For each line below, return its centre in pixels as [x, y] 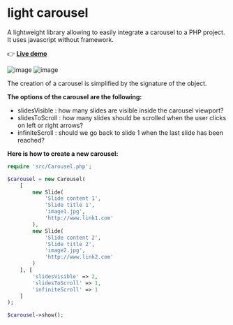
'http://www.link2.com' [79, 257]
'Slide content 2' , [73, 238]
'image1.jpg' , [65, 212]
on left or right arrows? [50, 125]
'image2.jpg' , [65, 251]
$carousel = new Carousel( [46, 179]
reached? [31, 140]
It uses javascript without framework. [60, 39]
